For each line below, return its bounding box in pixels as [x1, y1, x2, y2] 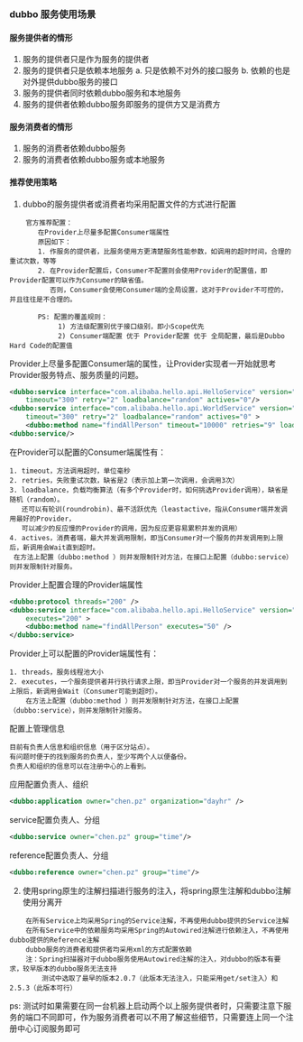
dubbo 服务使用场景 [9, 7, 96, 20]
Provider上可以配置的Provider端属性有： [9, 648, 160, 659]
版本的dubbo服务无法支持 [35, 964, 117, 973]
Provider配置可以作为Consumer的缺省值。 [9, 275, 149, 285]
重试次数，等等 [9, 256, 57, 265]
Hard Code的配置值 [9, 341, 73, 350]
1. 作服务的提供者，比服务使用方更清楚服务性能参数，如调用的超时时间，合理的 [37, 246, 291, 256]
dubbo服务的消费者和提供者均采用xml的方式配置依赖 [25, 945, 192, 954]
